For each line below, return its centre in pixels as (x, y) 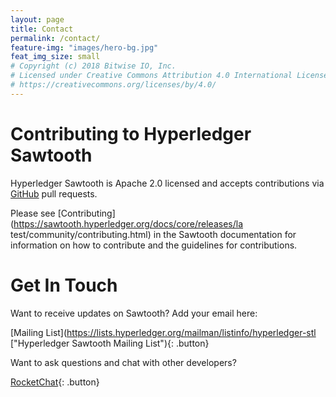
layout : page (37, 19)
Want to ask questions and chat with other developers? (123, 362)
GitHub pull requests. (54, 193)
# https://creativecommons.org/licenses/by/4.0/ (113, 85)
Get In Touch (64, 285)
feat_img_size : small (55, 57)
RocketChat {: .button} (55, 382)
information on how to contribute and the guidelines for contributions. (154, 245)
